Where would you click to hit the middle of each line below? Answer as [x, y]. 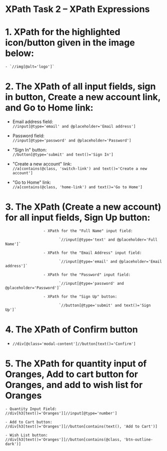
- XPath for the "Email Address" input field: [92, 253]
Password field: [28, 136]
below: [19, 53]
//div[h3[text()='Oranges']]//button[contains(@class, [63, 439]
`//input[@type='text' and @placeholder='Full [108, 240]
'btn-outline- [138, 439]
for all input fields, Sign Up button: [78, 217]
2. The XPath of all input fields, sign [80, 87]
